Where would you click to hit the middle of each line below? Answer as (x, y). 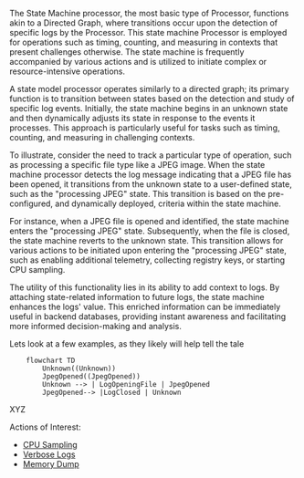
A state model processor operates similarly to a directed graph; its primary (149, 89)
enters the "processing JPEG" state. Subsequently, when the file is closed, (150, 231)
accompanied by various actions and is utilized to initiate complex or (138, 62)
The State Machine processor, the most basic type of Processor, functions (149, 13)
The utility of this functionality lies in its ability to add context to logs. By (145, 287)
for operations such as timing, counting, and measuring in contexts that (144, 42)
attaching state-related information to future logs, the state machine (137, 297)
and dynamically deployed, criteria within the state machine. (168, 203)
